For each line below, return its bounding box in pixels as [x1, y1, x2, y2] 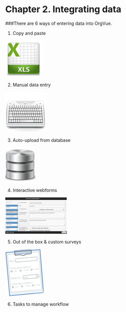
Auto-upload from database [12, 137, 71, 143]
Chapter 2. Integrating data [5, 4, 121, 15]
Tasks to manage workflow [12, 301, 69, 307]
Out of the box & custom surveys [12, 239, 81, 245]
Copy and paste [12, 30, 46, 36]
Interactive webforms [12, 187, 57, 193]
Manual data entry [12, 82, 51, 88]
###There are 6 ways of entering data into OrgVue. [5, 20, 112, 26]
